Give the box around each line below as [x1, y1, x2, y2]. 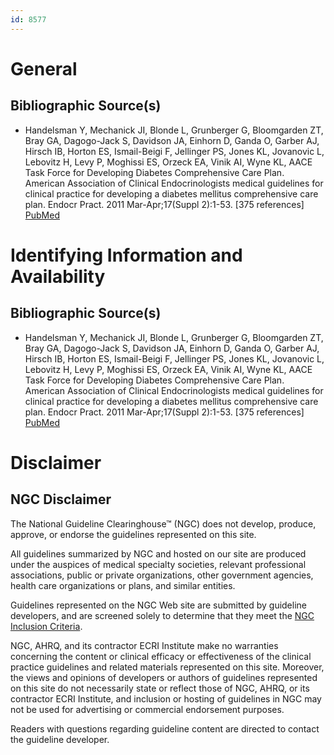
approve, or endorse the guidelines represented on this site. [10, 528, 257, 540]
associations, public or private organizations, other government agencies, [10, 569, 314, 581]
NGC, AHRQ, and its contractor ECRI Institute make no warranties [10, 639, 279, 651]
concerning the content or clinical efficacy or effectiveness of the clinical [10, 650, 312, 662]
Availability [10, 265, 106, 288]
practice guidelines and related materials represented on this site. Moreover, [10, 661, 325, 673]
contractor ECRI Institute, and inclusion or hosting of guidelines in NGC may [10, 692, 322, 705]
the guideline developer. [10, 733, 110, 745]
